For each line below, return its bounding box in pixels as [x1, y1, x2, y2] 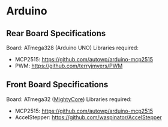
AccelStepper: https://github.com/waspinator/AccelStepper [14, 113, 162, 121]
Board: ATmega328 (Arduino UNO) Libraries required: [6, 44, 139, 51]
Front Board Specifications [6, 79, 109, 90]
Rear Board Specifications [6, 28, 106, 39]
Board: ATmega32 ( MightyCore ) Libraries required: [6, 95, 132, 103]
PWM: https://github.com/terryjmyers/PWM [14, 62, 123, 69]
